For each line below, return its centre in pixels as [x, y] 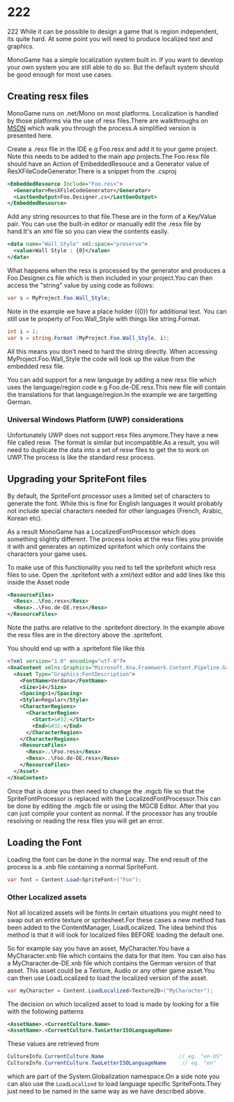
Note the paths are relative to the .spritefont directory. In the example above [116, 628]
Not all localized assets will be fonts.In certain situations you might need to [114, 913]
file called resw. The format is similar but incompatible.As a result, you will [113, 442]
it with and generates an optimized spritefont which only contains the [107, 546]
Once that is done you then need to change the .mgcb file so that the [106, 791]
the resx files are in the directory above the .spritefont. [85, 635]
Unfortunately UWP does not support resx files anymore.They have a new [113, 435]
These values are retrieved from [53, 1044]
